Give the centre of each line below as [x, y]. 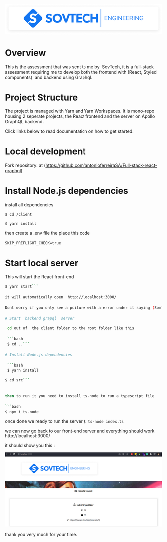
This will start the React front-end [40, 277]
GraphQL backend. [24, 121]
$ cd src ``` [17, 380]
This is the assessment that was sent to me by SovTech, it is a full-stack [80, 67]
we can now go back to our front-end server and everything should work [80, 431]
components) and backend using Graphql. [49, 77]
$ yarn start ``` [22, 287]
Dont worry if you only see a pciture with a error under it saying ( [80, 308]
